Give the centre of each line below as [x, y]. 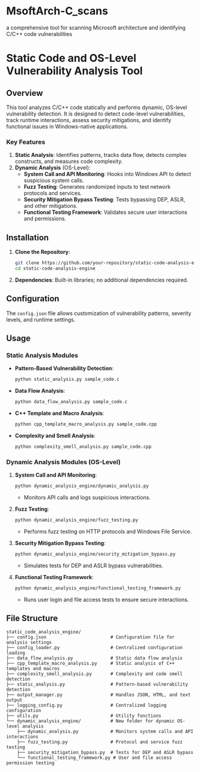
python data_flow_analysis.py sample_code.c [71, 402]
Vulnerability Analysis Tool [75, 71]
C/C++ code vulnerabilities [39, 34]
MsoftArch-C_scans [57, 11]
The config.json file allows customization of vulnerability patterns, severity [99, 313]
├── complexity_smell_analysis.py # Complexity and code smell [95, 674]
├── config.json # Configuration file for [90, 637]
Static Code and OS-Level [71, 58]
